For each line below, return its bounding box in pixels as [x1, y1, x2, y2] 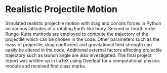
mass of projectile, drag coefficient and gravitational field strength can [5, 41, 152, 47]
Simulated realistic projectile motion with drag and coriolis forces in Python [5, 20, 161, 26]
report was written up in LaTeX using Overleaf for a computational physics [5, 57, 160, 63]
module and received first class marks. [5, 63, 87, 69]
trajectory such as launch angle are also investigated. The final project [5, 52, 152, 58]
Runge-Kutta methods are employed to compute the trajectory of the [5, 31, 149, 37]
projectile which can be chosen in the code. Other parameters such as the [5, 36, 160, 42]
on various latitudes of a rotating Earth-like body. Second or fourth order [5, 25, 156, 31]
